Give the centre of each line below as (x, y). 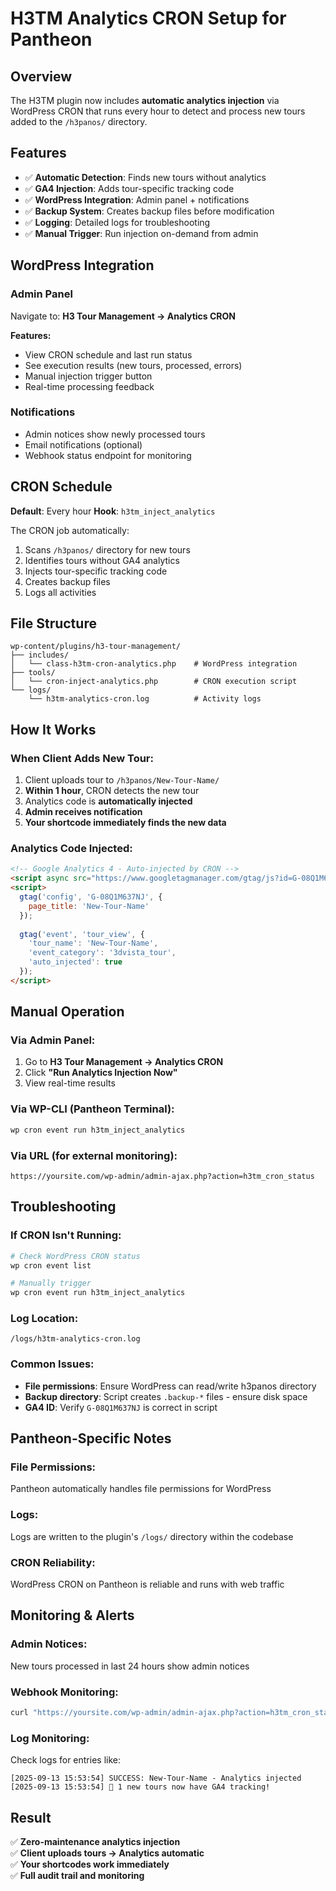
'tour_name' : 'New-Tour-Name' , (93, 943)
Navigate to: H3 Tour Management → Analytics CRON (123, 316)
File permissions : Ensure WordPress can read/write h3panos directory (170, 1386)
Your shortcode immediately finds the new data (125, 823)
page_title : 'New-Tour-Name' (89, 906)
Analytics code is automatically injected (108, 801)
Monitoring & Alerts (72, 1615)
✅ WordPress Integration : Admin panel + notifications (137, 199)
